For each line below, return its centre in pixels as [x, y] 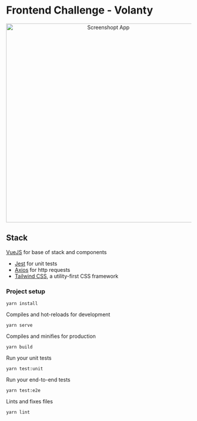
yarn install [22, 304]
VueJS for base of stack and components [56, 252]
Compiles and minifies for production [51, 336]
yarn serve [19, 325]
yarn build [19, 347]
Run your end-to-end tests [38, 380]
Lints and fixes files [29, 402]
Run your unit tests [29, 358]
